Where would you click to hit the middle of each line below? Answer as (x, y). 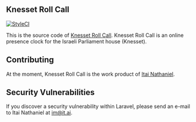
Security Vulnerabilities (51, 92)
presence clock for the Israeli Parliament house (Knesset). (77, 41)
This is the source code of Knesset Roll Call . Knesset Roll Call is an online (95, 35)
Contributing (30, 60)
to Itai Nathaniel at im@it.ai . (39, 113)
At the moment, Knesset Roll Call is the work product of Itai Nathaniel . (91, 74)
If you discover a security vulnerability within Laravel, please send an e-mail (98, 106)
